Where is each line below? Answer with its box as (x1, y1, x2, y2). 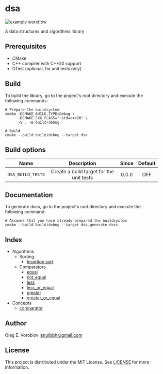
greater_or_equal (26, 295, 61, 301)
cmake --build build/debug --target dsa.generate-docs (5, 223, 118, 228)
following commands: (5, 98, 48, 103)
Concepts (12, 300, 32, 306)
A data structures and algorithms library (5, 28, 85, 34)
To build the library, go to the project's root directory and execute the (5, 93, 143, 98)
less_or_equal (26, 285, 54, 290)
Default (138, 160, 156, 167)
